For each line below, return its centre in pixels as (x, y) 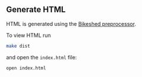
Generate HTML (36, 10)
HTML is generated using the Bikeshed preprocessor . (71, 24)
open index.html (26, 68)
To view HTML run (29, 35)
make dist (18, 46)
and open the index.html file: (41, 57)
